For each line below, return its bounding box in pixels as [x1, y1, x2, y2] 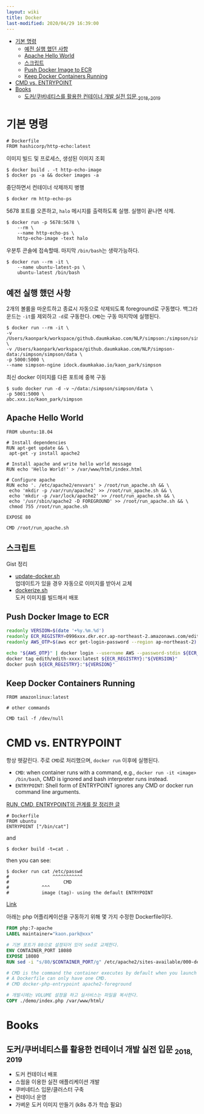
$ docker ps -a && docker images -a [6, 172, 99, 178]
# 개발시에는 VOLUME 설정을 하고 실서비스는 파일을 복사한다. [6, 992, 139, 998]
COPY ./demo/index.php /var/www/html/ [6, 998, 104, 1004]
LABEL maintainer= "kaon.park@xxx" [6, 931, 94, 937]
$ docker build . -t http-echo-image [6, 167, 102, 173]
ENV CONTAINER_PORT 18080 [6, 947, 72, 953]
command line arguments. [15, 788, 81, 796]
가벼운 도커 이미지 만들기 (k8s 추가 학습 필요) [15, 1101, 123, 1109]
